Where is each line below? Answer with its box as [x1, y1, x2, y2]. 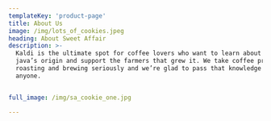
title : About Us [8, 19, 63, 27]
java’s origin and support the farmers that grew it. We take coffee [15, 57, 254, 65]
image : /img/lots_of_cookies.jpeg [8, 27, 125, 35]
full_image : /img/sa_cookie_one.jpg [8, 94, 131, 102]
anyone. [15, 72, 42, 80]
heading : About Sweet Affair [8, 34, 106, 43]
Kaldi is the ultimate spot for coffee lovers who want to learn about [15, 49, 262, 57]
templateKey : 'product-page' [8, 11, 106, 20]
